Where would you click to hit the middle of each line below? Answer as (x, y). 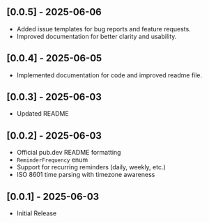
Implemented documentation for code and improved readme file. (109, 75)
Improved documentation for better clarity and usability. (96, 36)
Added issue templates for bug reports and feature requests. (103, 29)
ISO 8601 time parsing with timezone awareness (86, 175)
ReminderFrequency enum (52, 160)
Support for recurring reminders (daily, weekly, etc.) (91, 167)
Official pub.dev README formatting (69, 153)
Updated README (42, 114)
